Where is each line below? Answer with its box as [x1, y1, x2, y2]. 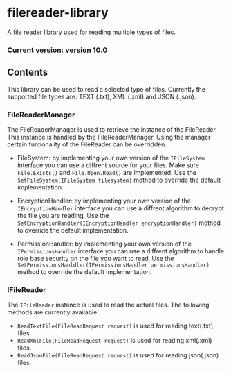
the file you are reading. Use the [17, 211, 109, 219]
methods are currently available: [7, 308, 99, 316]
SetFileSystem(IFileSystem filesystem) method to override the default [17, 176, 221, 184]
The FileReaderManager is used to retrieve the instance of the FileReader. [7, 125, 218, 133]
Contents [7, 67, 48, 78]
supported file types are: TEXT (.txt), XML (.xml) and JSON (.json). [7, 92, 196, 101]
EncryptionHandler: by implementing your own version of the [17, 196, 192, 205]
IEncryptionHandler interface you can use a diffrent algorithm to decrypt [17, 203, 225, 212]
